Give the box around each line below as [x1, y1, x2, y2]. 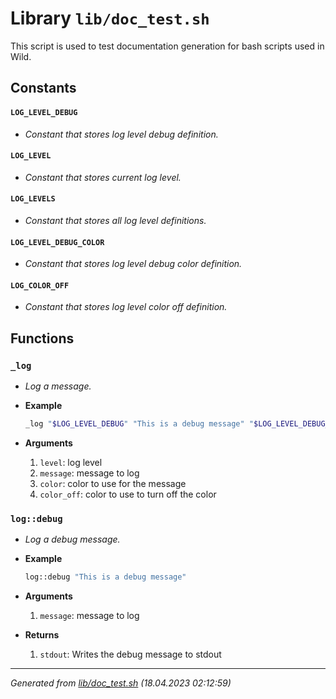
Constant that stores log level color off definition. [24, 301, 228, 313]
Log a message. [24, 380, 92, 392]
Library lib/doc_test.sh [10, 7, 210, 30]
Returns [24, 629, 60, 641]
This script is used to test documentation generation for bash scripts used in [10, 40, 325, 52]
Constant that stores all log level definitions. [24, 214, 207, 226]
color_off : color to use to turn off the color [39, 488, 217, 500]
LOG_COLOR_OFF [10, 280, 70, 291]
